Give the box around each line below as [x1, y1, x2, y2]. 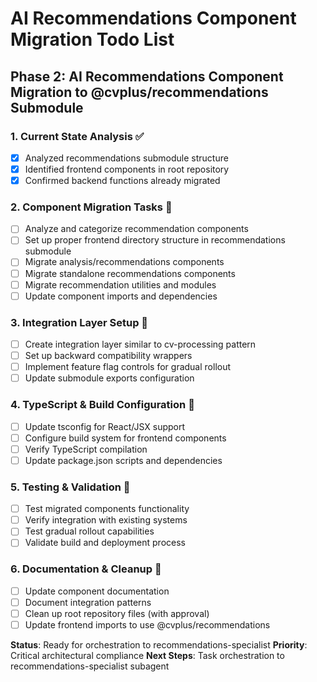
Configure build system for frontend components [24, 432, 227, 444]
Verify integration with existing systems [24, 514, 188, 526]
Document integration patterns [24, 596, 152, 608]
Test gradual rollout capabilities [24, 525, 155, 537]
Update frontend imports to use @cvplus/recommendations [24, 618, 271, 631]
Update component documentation [24, 585, 170, 597]
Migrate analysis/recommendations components [24, 256, 225, 268]
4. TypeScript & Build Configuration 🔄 [10, 398, 195, 412]
